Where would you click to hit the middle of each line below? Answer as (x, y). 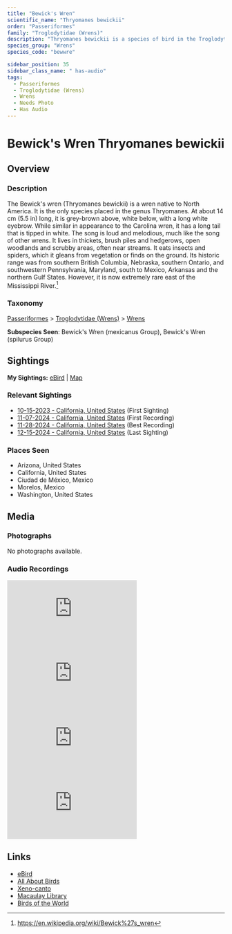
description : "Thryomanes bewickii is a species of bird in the (101, 39)
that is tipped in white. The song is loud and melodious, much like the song (113, 233)
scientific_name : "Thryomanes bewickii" (66, 20)
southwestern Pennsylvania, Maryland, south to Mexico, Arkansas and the (113, 269)
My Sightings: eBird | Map (45, 378)
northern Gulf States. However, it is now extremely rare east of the (101, 277)
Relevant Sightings (40, 396)
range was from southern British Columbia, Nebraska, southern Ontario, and (116, 262)
